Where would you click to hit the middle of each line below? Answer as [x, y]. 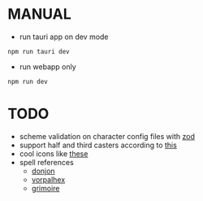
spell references [46, 162]
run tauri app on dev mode [64, 37]
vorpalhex [48, 179]
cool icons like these [54, 153]
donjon [43, 171]
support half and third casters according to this [98, 145]
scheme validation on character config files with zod [107, 136]
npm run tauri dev [39, 51]
